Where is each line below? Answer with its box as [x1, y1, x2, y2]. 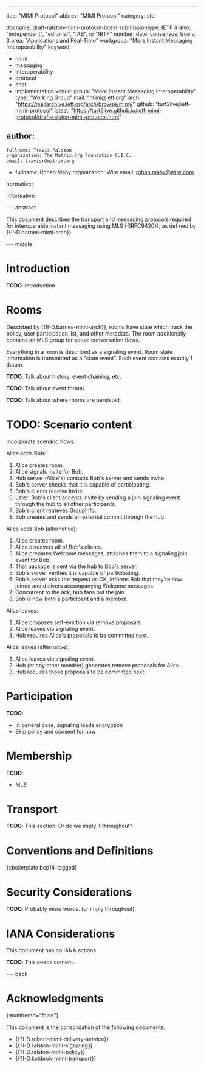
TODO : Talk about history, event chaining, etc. [6, 373, 121, 380]
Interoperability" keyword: [6, 43, 72, 51]
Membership [6, 749, 72, 763]
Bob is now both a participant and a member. [15, 595, 128, 602]
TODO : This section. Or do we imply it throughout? [6, 823, 133, 830]
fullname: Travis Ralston [6, 147, 72, 153]
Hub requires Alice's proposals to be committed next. [15, 631, 149, 639]
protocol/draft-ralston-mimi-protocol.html [15, 113, 120, 121]
